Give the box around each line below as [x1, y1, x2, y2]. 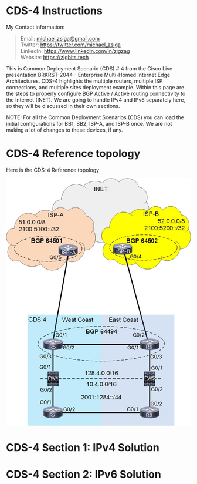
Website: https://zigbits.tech [20, 53, 89, 60]
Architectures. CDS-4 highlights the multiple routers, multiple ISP [6, 78, 163, 85]
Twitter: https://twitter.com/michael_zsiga [20, 41, 121, 48]
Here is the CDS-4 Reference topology [6, 166, 100, 173]
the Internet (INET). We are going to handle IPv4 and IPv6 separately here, [6, 96, 186, 103]
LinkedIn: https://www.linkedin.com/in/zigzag [20, 47, 130, 54]
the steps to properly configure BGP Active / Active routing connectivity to [6, 90, 186, 97]
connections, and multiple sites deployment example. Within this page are [6, 83, 185, 90]
